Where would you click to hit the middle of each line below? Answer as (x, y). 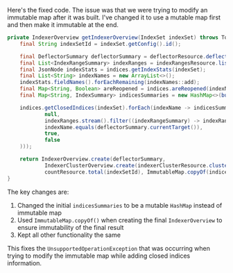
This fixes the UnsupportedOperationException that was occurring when (109, 248)
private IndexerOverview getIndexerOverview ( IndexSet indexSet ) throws (113, 38)
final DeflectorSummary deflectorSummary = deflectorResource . (113, 56)
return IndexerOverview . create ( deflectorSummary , (93, 159)
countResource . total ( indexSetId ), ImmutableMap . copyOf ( (127, 172)
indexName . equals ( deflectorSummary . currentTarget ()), (123, 127)
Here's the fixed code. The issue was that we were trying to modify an (107, 10)
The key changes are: (38, 192)
